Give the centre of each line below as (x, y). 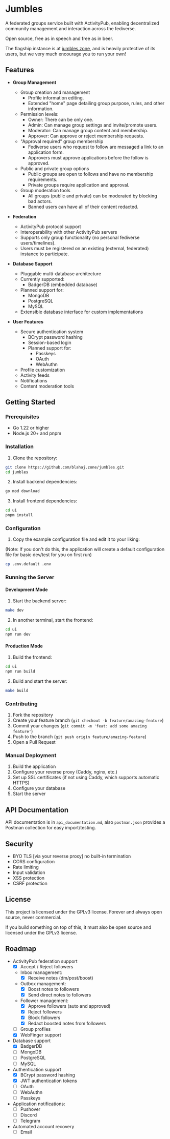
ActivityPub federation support (45, 961)
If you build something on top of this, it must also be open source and (78, 927)
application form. (46, 152)
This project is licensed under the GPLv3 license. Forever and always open (84, 912)
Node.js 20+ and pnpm (37, 433)
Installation (20, 446)
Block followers (44, 1018)
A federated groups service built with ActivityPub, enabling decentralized (82, 23)
